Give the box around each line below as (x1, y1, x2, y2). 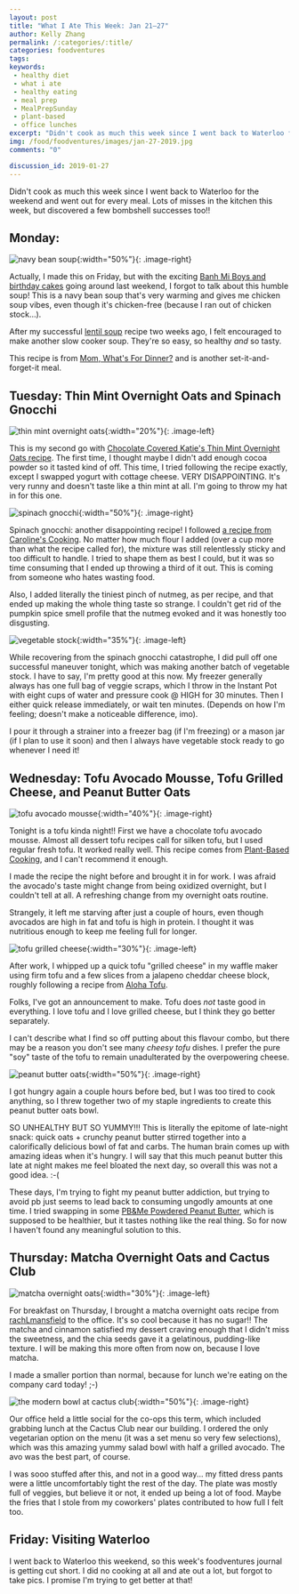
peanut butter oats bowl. (9, 1105, 100, 1115)
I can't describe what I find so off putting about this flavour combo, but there (9, 1033, 290, 1043)
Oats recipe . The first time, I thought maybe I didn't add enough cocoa (9, 453, 268, 463)
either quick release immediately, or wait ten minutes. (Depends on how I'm (9, 699, 286, 710)
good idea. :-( (9, 1169, 60, 1179)
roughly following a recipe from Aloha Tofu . (9, 979, 168, 990)
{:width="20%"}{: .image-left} (104, 426, 215, 437)
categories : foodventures (9, 46, 105, 55)
